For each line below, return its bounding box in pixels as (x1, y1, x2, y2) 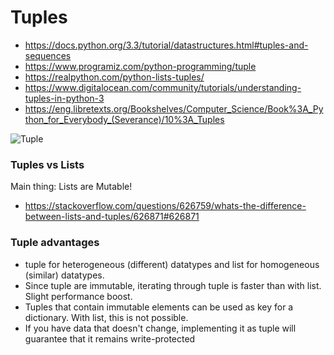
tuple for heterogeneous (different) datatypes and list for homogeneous (24, 258, 320, 270)
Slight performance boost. (24, 290, 133, 302)
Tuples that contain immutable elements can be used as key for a (24, 301, 294, 313)
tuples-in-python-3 (24, 92, 105, 104)
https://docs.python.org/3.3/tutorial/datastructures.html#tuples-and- (24, 39, 309, 51)
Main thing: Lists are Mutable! (10, 181, 133, 193)
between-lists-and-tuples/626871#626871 (24, 211, 200, 223)
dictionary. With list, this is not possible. (24, 311, 189, 323)
